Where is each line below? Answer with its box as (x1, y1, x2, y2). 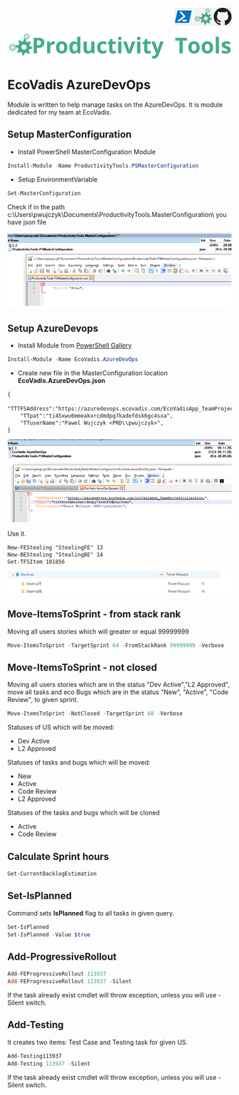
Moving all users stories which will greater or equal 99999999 (7, 627, 190, 636)
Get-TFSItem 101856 (7, 558, 65, 565)
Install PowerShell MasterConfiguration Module (17, 147, 156, 156)
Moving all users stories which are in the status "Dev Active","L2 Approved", (7, 681, 230, 689)
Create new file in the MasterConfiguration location (17, 368, 169, 377)
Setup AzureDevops (7, 322, 98, 335)
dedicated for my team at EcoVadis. (7, 108, 112, 116)
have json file (7, 218, 47, 226)
